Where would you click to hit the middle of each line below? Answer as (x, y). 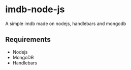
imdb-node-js (35, 9)
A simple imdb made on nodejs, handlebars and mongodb (66, 24)
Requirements (28, 40)
